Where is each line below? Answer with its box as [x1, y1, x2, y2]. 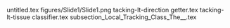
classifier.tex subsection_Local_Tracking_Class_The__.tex [32, 13, 197, 21]
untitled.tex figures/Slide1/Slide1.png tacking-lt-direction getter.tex [6, 6, 198, 14]
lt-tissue [6, 13, 31, 21]
